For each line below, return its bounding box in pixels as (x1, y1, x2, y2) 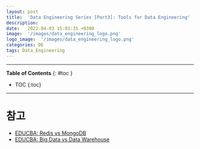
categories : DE (6, 42, 44, 48)
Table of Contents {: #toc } (6, 69, 73, 76)
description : (6, 20, 39, 26)
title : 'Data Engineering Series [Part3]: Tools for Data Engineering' (6, 14, 190, 20)
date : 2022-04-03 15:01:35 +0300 (6, 25, 95, 32)
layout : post (6, 8, 39, 15)
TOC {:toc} (14, 81, 42, 88)
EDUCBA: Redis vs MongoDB (14, 129, 86, 136)
